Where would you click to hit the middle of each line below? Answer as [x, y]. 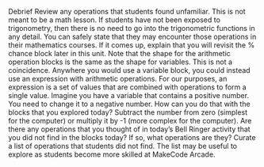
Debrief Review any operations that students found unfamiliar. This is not [127, 11]
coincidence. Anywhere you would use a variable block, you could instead [130, 70]
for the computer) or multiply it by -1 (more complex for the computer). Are [130, 121]
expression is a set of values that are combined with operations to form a [128, 87]
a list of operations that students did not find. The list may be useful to [123, 146]
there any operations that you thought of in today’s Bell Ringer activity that [130, 129]
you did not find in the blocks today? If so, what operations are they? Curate [132, 137]
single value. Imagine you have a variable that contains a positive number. [129, 95]
